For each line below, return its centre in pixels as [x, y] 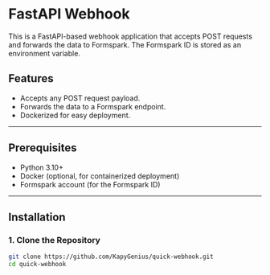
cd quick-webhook [37, 265]
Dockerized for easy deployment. [75, 115]
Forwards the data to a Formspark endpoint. [93, 106]
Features [31, 78]
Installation [37, 217]
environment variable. [44, 53]
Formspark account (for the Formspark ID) [90, 184]
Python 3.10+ [42, 167]
